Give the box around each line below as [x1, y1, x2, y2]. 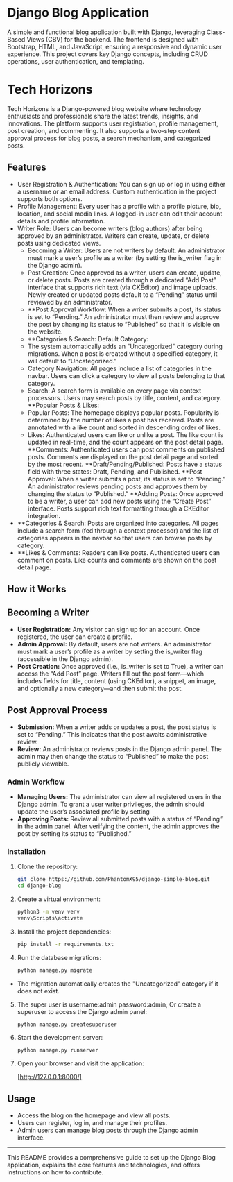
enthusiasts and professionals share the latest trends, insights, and [7, 112, 198, 120]
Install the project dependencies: [17, 927, 112, 936]
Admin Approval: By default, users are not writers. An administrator [17, 640, 212, 648]
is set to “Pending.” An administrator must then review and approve [27, 312, 220, 320]
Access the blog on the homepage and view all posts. [17, 1111, 171, 1120]
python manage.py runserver [17, 1047, 98, 1054]
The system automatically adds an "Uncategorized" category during [27, 342, 223, 350]
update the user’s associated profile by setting [17, 807, 150, 816]
